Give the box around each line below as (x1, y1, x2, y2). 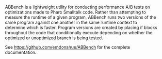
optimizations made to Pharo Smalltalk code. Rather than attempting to (5, 9, 146, 15)
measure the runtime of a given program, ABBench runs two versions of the (5, 15, 156, 20)
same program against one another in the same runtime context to (5, 19, 137, 25)
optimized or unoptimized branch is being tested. (5, 35, 103, 41)
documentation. (5, 49, 37, 55)
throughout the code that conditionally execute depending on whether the (5, 30, 153, 35)
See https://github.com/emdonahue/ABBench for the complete (5, 44, 130, 50)
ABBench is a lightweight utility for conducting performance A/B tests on (5, 4, 150, 10)
